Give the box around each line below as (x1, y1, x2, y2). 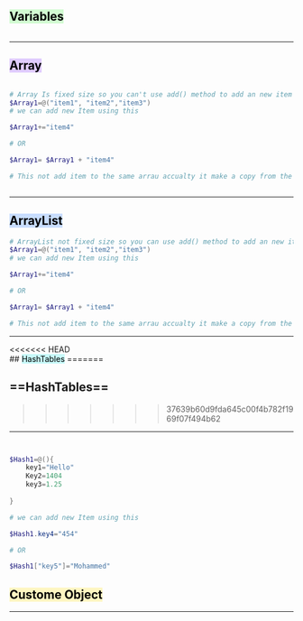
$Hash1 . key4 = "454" (9, 529, 78, 538)
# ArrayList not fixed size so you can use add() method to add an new (9, 236, 284, 246)
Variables (9, 9, 65, 24)
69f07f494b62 (166, 412, 221, 424)
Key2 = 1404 (25, 471, 63, 481)
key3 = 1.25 (25, 480, 63, 489)
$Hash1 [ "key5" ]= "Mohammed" (9, 561, 111, 571)
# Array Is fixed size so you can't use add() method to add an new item (9, 89, 293, 99)
